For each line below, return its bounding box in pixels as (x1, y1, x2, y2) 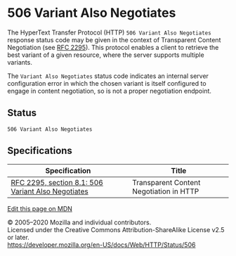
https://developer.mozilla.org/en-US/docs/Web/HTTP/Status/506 (7, 241, 196, 249)
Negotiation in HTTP (132, 186, 199, 196)
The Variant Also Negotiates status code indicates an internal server (7, 72, 209, 80)
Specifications (7, 145, 72, 157)
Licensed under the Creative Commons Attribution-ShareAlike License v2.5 (7, 225, 225, 233)
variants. (7, 58, 33, 66)
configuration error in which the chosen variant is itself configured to (7, 79, 206, 87)
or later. (7, 233, 29, 241)
